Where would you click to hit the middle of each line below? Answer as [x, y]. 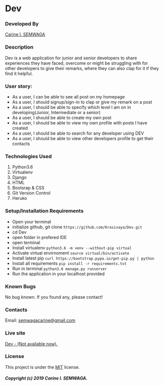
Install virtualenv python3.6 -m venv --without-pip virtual [72, 247]
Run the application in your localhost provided [58, 274]
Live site [15, 333]
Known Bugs [20, 286]
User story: [19, 86]
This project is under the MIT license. [42, 367]
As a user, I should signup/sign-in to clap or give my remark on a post [82, 102]
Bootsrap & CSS [28, 188]
